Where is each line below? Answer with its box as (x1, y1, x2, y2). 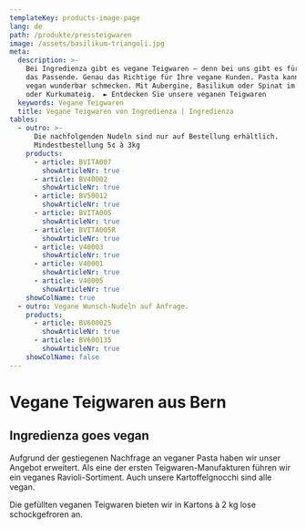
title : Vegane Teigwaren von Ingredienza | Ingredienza (17, 107, 234, 116)
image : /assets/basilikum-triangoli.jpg (9, 38, 166, 48)
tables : (9, 115, 39, 124)
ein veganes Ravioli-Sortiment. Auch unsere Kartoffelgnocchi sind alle (9, 472, 272, 482)
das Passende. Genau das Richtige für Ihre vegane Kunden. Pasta (25, 73, 280, 82)
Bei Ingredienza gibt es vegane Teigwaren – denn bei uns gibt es (25, 65, 283, 74)
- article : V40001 (33, 259, 104, 269)
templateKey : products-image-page (9, 13, 141, 23)
